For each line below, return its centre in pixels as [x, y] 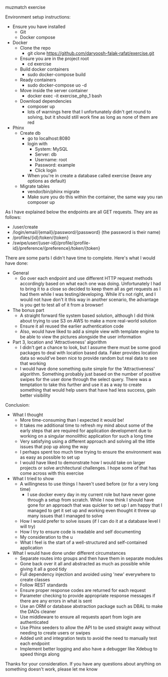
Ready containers [38, 80]
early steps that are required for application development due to [86, 431]
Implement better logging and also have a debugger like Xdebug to [88, 649]
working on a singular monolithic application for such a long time [86, 436]
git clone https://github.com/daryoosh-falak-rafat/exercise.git [91, 53]
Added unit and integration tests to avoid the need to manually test [88, 638]
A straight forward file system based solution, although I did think [87, 315]
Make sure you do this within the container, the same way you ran [95, 197]
